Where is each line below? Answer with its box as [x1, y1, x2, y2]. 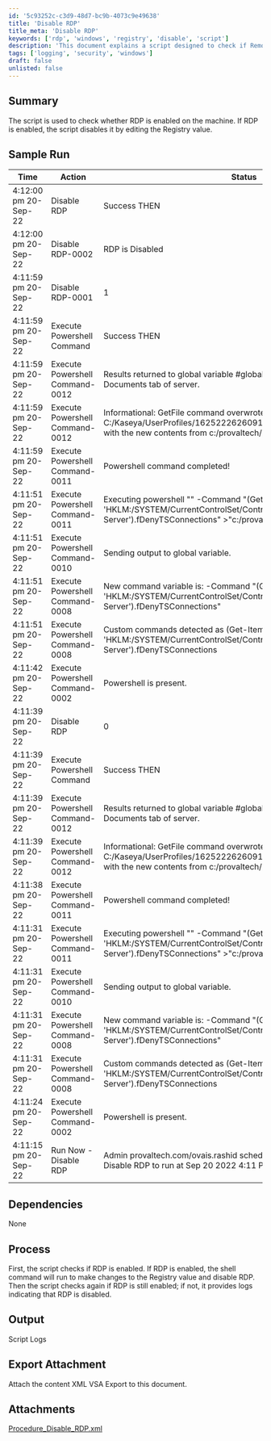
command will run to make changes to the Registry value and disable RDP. [8, 1272, 256, 1282]
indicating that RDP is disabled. [8, 1289, 112, 1299]
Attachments [8, 1402, 76, 1417]
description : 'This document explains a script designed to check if [8, 42, 248, 50]
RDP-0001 [51, 292, 94, 304]
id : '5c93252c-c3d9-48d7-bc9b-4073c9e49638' [8, 11, 161, 20]
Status [231, 171, 257, 182]
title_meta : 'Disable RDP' [8, 27, 99, 35]
